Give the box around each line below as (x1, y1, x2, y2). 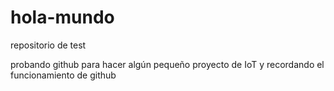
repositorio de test (10, 39, 87, 51)
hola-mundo (10, 6, 115, 29)
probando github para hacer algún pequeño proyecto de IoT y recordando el (10, 58, 325, 70)
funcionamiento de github (10, 69, 117, 81)
